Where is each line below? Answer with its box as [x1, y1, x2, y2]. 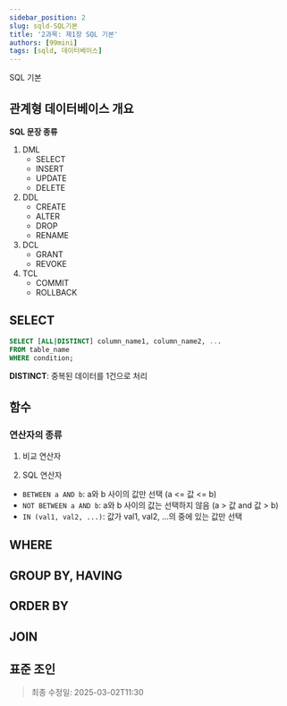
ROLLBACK [35, 287, 78, 297]
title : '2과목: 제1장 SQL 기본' [9, 30, 119, 39]
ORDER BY [9, 598, 69, 614]
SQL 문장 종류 [9, 126, 58, 137]
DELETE [35, 182, 65, 193]
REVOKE [35, 258, 67, 269]
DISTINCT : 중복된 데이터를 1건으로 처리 [9, 371, 148, 382]
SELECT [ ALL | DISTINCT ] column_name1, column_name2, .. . [9, 337, 222, 346]
